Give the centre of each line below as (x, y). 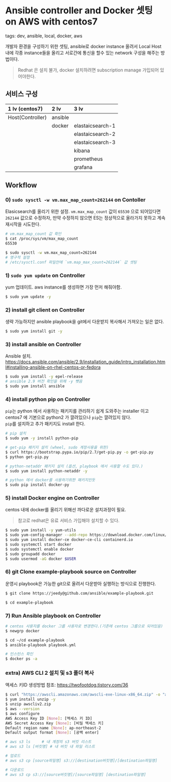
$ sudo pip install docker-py (37, 485)
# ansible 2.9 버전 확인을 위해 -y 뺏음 (44, 382)
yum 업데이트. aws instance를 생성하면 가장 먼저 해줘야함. (64, 287)
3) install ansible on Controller (43, 344)
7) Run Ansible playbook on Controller (53, 615)
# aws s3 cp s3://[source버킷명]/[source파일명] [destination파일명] (76, 774)
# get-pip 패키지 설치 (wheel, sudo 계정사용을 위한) (57, 447)
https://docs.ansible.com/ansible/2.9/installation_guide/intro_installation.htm (85, 362)
